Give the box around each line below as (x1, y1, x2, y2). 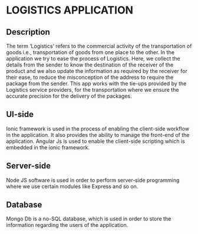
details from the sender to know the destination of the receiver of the (6, 61, 174, 68)
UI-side (6, 109, 34, 119)
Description (6, 27, 50, 37)
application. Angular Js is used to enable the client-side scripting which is (6, 138, 186, 145)
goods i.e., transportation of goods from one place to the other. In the (6, 49, 175, 56)
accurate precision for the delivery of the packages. (6, 92, 133, 99)
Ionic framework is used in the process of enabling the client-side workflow (6, 125, 190, 132)
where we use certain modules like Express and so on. (6, 183, 138, 190)
